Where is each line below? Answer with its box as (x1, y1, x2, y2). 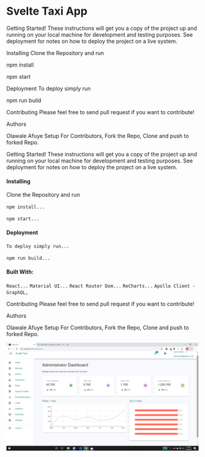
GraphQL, (6, 289, 29, 296)
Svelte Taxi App (6, 4, 88, 18)
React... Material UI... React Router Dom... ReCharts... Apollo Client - (6, 283, 196, 289)
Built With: (6, 268, 34, 276)
